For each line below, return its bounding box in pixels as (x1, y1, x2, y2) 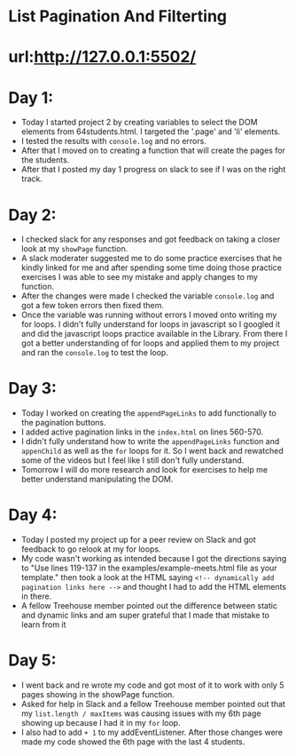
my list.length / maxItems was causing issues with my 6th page (20, 708, 261, 719)
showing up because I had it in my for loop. (20, 718, 181, 728)
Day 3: (8, 378, 57, 399)
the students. (20, 155, 70, 165)
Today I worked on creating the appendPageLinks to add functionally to (20, 408, 277, 418)
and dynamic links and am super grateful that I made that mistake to (20, 610, 269, 621)
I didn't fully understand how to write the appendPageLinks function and (20, 436, 280, 447)
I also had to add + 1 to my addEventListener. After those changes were (20, 727, 284, 738)
